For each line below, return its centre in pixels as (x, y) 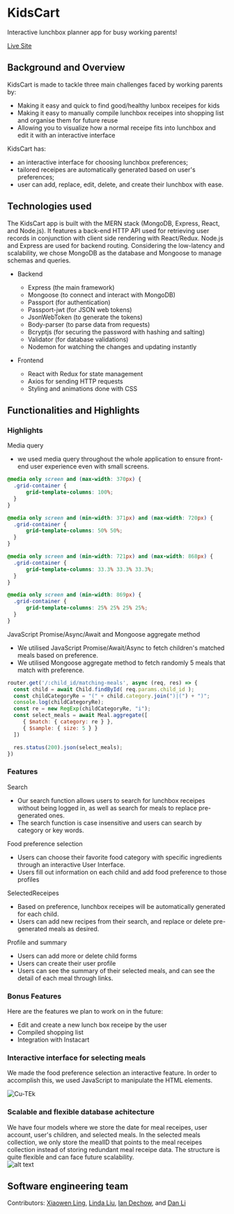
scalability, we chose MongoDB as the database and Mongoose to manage (115, 253)
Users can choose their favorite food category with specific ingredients (119, 857)
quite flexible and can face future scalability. (71, 1157)
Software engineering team (68, 1186)
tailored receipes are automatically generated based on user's (107, 170)
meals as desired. (74, 928)
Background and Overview (66, 68)
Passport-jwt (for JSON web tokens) (80, 309)
